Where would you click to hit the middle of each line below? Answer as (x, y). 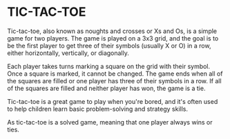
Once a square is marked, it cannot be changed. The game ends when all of (115, 74)
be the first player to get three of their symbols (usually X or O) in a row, (109, 45)
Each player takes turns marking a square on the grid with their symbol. (109, 66)
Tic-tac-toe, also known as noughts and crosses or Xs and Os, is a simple (112, 31)
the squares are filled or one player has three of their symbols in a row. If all (115, 81)
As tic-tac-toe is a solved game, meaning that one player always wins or (110, 122)
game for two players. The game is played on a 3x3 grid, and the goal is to (113, 38)
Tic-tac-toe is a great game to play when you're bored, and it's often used (113, 101)
